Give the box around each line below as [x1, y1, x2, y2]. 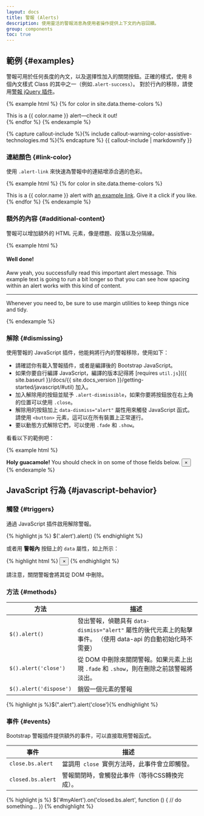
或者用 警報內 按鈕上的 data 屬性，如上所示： [6, 544, 120, 552]
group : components [6, 26, 53, 32]
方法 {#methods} [6, 588, 57, 596]
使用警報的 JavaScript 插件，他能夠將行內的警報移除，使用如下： [6, 349, 169, 356]
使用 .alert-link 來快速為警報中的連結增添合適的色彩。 [6, 168, 146, 175]
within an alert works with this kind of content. [6, 282, 122, 289]
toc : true [6, 32, 32, 38]
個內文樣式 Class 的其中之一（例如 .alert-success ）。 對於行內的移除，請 [6, 80, 188, 87]
